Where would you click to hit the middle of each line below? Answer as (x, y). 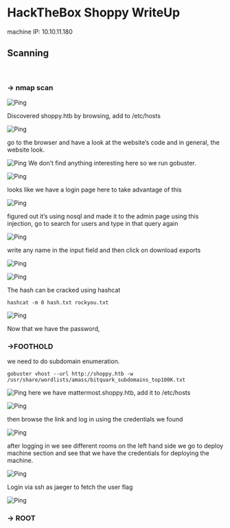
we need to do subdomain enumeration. (64, 361)
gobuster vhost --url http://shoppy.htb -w (70, 374)
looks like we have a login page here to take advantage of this (94, 190)
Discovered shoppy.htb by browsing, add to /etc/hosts (84, 116)
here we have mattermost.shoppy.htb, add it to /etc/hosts (110, 393)
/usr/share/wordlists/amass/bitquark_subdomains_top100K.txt (96, 380)
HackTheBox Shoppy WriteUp (94, 13)
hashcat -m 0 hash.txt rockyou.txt (58, 303)
